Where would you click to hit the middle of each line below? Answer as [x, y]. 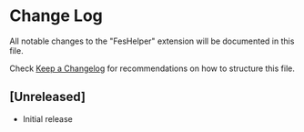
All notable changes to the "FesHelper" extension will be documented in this [152, 41]
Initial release [47, 118]
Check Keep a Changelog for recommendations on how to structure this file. [152, 68]
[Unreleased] [48, 97]
